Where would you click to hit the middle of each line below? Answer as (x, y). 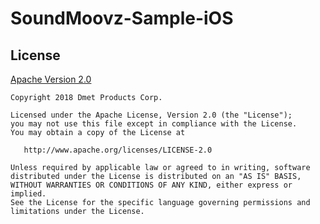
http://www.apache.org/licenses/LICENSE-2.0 (118, 150)
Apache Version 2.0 (51, 79)
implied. (28, 194)
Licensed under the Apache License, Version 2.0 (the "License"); (151, 115)
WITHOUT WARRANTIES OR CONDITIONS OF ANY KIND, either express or (151, 185)
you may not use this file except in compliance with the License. (154, 124)
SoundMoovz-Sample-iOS (122, 18)
